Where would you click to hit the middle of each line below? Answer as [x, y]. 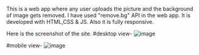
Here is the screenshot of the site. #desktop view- [69, 34]
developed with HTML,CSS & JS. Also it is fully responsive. [80, 22]
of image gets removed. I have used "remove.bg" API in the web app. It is [99, 15]
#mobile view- [24, 46]
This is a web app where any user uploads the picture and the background [100, 9]
